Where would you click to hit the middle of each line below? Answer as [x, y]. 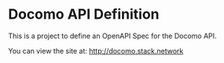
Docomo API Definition [84, 14]
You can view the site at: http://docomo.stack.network [96, 51]
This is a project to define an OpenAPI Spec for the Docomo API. [113, 36]
